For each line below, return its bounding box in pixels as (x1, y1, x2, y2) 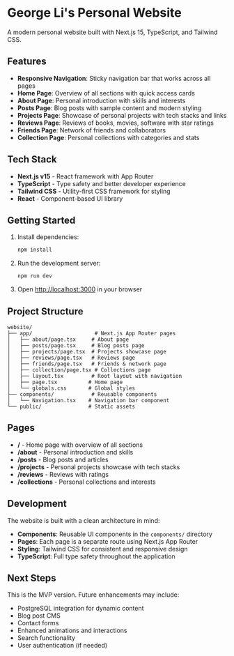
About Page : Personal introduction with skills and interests (17, 96, 186, 105)
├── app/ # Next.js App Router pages (7, 330, 176, 337)
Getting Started (7, 214, 76, 226)
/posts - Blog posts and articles (17, 455, 109, 464)
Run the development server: (17, 259, 101, 268)
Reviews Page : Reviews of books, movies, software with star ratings (17, 119, 214, 127)
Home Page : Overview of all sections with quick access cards (17, 89, 195, 97)
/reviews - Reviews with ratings (17, 470, 109, 478)
